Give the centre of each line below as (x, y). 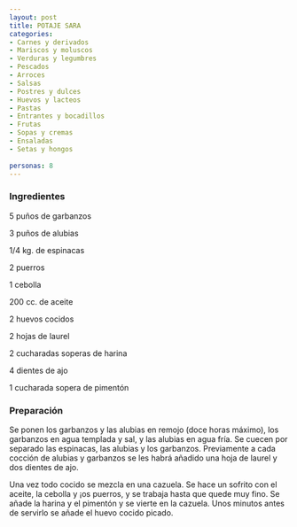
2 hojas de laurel (39, 336)
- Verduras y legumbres (53, 58)
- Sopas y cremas (41, 133)
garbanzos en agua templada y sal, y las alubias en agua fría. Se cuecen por (148, 438)
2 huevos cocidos (42, 319)
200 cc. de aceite (41, 301)
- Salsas (25, 83)
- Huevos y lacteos (45, 100)
